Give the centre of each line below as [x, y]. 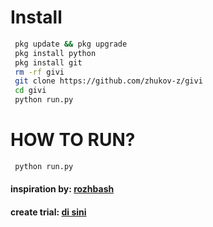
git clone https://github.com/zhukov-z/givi [108, 81]
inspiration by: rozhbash [62, 189]
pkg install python [55, 53]
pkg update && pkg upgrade [71, 44]
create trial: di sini [48, 212]
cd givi [30, 91]
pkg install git [48, 62]
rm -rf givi [39, 72]
